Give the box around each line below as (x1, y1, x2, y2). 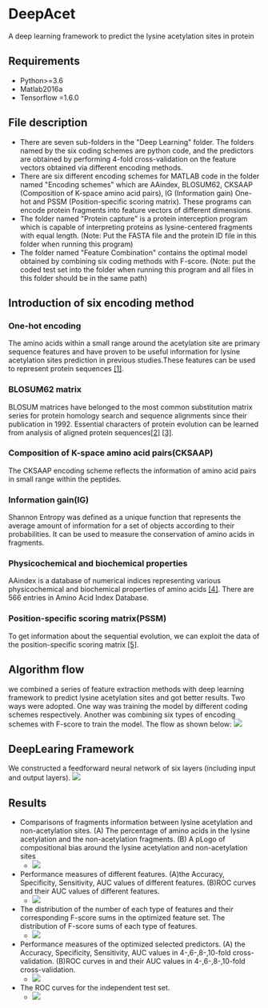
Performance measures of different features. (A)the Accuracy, (19, 870, 226, 879)
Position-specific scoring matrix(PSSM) (8, 613, 166, 624)
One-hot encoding (8, 320, 82, 331)
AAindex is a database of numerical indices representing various (8, 576, 222, 586)
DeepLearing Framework (8, 742, 134, 756)
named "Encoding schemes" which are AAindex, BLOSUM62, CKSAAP (19, 179, 254, 189)
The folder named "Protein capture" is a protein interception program (19, 214, 248, 223)
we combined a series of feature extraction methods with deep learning (8, 684, 245, 694)
